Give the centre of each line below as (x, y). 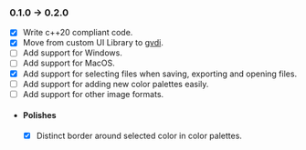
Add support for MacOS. (69, 63)
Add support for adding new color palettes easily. (116, 84)
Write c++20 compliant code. (78, 33)
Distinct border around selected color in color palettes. (139, 135)
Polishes (39, 115)
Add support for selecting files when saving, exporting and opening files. (160, 74)
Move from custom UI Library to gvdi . (93, 43)
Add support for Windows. (73, 53)
